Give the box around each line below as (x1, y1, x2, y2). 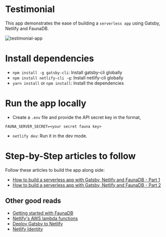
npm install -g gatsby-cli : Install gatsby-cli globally (12, 69, 122, 75)
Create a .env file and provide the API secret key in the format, (12, 114, 141, 120)
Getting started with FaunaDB (12, 210, 73, 216)
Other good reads (5, 197, 61, 205)
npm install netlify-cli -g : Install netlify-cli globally (12, 74, 123, 81)
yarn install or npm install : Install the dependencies (12, 80, 124, 86)
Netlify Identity (12, 226, 43, 232)
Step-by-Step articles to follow (5, 151, 136, 162)
